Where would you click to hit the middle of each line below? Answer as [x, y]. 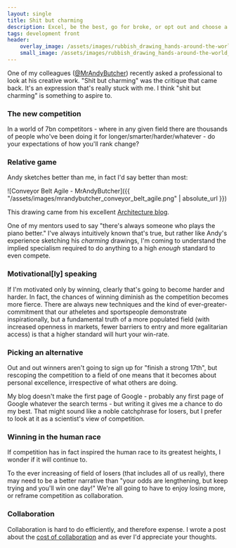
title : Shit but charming [45, 20]
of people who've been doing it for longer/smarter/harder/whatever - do [111, 136]
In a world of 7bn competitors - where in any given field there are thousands [118, 129]
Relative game [32, 163]
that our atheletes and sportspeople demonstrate [116, 312]
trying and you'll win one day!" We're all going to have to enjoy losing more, [117, 488]
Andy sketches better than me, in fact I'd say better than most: [98, 177]
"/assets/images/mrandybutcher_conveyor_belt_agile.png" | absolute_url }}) [117, 198]
